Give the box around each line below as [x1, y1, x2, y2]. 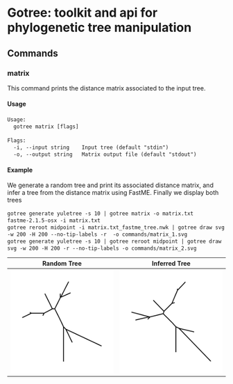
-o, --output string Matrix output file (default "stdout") [13, 151, 197, 158]
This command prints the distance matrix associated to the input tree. [7, 83, 206, 92]
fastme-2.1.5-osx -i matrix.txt [7, 217, 101, 224]
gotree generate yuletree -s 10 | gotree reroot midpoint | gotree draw [7, 238, 222, 245]
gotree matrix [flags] [13, 123, 79, 130]
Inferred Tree [151, 259, 191, 267]
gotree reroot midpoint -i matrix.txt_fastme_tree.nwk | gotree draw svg [7, 224, 225, 231]
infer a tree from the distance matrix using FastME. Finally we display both [7, 189, 219, 197]
